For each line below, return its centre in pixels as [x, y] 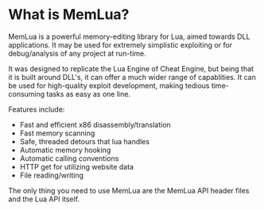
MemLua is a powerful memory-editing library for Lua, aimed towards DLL [129, 36]
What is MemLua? [69, 15]
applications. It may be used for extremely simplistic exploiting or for [120, 44]
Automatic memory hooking [65, 150]
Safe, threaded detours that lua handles [84, 141]
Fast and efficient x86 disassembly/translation [95, 124]
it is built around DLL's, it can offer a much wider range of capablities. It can [132, 77]
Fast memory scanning [57, 133]
